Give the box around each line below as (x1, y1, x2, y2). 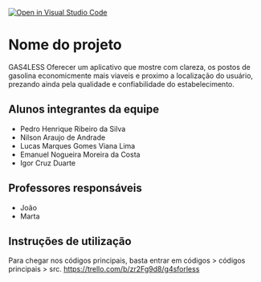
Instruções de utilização (8, 234, 132, 248)
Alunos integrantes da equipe (8, 103, 160, 116)
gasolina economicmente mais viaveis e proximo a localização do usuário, (8, 71, 254, 80)
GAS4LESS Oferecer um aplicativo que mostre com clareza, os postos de (8, 62, 251, 72)
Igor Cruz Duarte (19, 157, 76, 168)
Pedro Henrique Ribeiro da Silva (19, 124, 126, 133)
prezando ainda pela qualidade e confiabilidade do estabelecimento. (8, 79, 235, 88)
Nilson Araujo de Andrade (19, 133, 106, 142)
